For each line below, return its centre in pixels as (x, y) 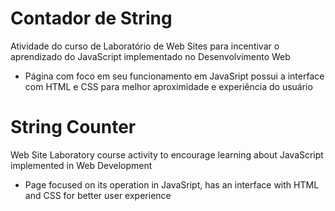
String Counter (73, 127)
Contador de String (91, 18)
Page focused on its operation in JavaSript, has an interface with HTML (172, 184)
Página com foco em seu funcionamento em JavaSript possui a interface (174, 76)
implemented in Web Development (81, 165)
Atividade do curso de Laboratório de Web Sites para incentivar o (145, 46)
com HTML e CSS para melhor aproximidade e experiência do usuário (168, 86)
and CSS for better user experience (98, 195)
